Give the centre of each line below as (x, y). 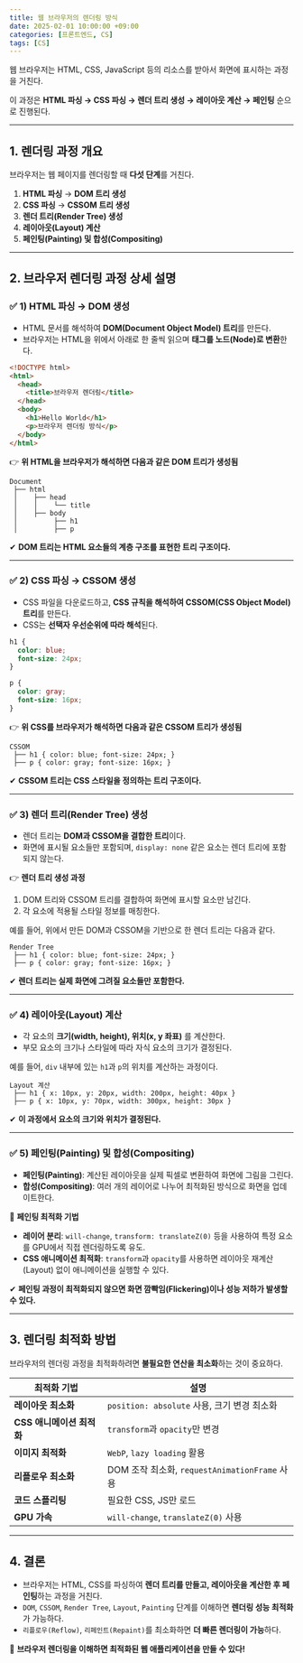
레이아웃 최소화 (44, 1405)
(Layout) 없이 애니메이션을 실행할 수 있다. (96, 1269)
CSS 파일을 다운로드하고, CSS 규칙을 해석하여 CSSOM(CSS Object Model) (156, 602)
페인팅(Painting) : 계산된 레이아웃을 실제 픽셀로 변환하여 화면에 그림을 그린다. (158, 1175)
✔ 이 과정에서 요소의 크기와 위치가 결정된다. (85, 1120)
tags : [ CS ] (30, 43)
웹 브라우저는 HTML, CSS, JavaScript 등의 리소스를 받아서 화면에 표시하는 (141, 70)
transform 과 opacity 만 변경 (163, 1429)
